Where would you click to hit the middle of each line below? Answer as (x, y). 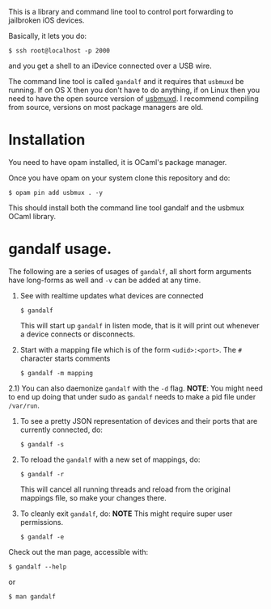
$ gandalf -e (42, 537)
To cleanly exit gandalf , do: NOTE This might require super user (126, 514)
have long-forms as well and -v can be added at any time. (105, 280)
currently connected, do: (61, 429)
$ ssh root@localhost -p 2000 (59, 51)
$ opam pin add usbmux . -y (56, 192)
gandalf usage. (60, 249)
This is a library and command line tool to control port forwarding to (121, 12)
